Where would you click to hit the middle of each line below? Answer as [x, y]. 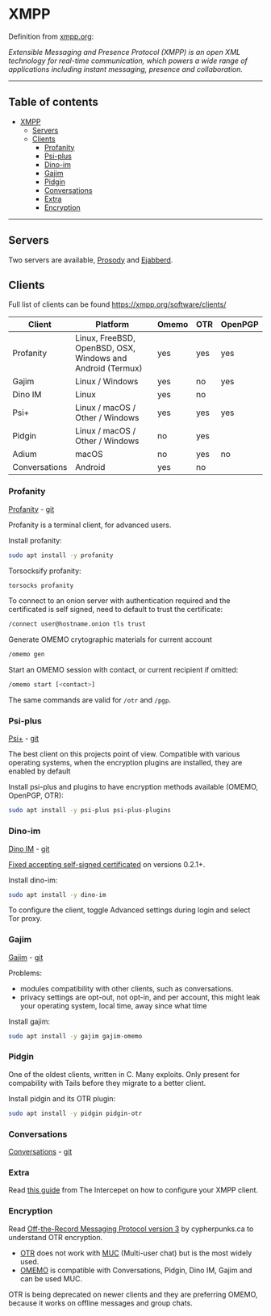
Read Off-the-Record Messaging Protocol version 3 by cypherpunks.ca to [131, 1229]
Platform [113, 325]
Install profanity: [35, 540]
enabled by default [40, 771]
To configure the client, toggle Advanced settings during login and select [129, 910]
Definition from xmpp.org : [51, 36]
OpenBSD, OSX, [105, 348]
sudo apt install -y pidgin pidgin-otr [75, 1113]
